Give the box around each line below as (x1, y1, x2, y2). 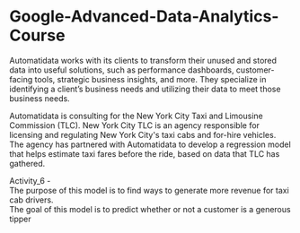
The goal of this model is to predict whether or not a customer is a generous (9, 203, 291, 214)
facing (9, 73, 33, 84)
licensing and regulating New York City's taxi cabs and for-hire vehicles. (9, 129, 277, 140)
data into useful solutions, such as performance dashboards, (9, 65, 234, 75)
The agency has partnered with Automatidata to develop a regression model (9, 139, 292, 150)
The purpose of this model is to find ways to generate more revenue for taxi (9, 185, 289, 195)
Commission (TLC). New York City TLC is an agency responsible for (9, 119, 260, 131)
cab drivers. (9, 194, 54, 205)
